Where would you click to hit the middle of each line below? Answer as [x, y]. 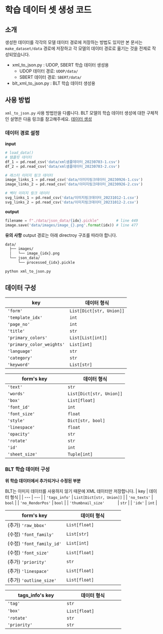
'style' [16, 420]
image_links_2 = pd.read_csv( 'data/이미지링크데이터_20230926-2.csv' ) [74, 184]
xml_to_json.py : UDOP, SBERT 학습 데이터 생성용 [60, 65]
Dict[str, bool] [86, 420]
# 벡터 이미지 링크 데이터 [27, 193]
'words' [16, 394]
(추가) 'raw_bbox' [27, 525]
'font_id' [19, 407]
